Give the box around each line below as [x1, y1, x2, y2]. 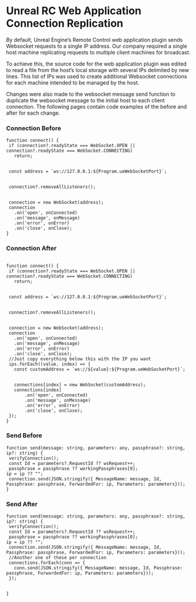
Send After [6, 500, 38, 508]
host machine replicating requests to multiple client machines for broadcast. [6, 48, 191, 56]
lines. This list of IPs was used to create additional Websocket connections [6, 73, 187, 80]
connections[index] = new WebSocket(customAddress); [14, 382, 146, 388]
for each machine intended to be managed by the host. [6, 79, 139, 86]
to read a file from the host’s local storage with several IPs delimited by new [6, 66, 190, 73]
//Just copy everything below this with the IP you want [8, 356, 151, 362]
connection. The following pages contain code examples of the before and [6, 103, 187, 110]
